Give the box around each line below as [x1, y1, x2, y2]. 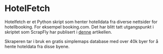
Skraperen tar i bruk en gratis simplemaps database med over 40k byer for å [4, 38, 159, 44]
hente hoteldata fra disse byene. [4, 43, 70, 49]
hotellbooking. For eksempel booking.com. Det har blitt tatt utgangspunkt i [4, 24, 154, 29]
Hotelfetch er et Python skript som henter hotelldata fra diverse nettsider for [4, 19, 158, 25]
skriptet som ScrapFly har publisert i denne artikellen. [4, 29, 112, 35]
